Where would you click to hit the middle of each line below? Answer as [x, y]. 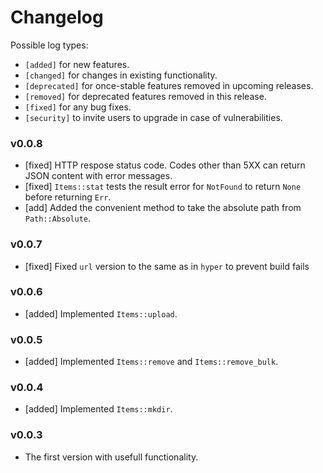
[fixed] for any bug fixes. [78, 107]
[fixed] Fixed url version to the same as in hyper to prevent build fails [167, 266]
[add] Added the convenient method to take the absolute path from [163, 208]
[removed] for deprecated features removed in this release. [145, 96]
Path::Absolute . [58, 218]
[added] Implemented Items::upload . [101, 313]
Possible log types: [49, 45]
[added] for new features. [77, 64]
